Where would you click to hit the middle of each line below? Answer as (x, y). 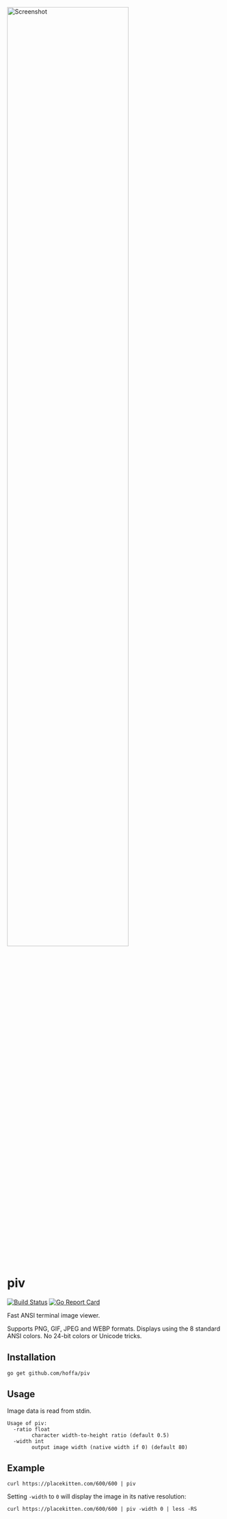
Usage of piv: (27, 1423)
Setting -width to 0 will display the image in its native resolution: (97, 1496)
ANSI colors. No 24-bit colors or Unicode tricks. (75, 1335)
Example (26, 1468)
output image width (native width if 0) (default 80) (110, 1447)
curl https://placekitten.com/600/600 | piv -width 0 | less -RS (102, 1509)
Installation (31, 1358)
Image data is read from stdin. (49, 1411)
